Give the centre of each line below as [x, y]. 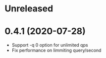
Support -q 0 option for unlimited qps [50, 45]
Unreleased [29, 9]
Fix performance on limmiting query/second [56, 51]
